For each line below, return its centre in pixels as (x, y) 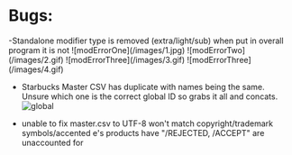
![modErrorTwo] (216, 50)
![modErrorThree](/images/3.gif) (125, 59)
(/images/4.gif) (36, 69)
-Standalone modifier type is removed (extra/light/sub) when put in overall (146, 41)
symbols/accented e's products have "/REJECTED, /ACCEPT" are (143, 132)
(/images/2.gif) (36, 59)
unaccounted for (52, 142)
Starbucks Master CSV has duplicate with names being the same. (143, 87)
